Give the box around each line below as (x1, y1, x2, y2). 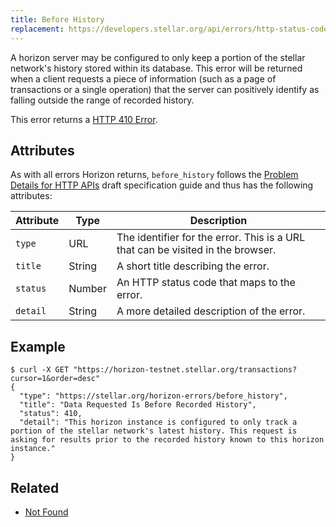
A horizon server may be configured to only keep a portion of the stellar (10, 51, 306, 63)
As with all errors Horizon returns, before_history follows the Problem (10, 169, 299, 181)
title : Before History (10, 14, 105, 25)
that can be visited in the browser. (116, 243, 277, 257)
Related (10, 479, 60, 496)
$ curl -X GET (10, 365, 70, 375)
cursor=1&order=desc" (10, 374, 101, 384)
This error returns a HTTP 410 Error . (10, 113, 158, 125)
